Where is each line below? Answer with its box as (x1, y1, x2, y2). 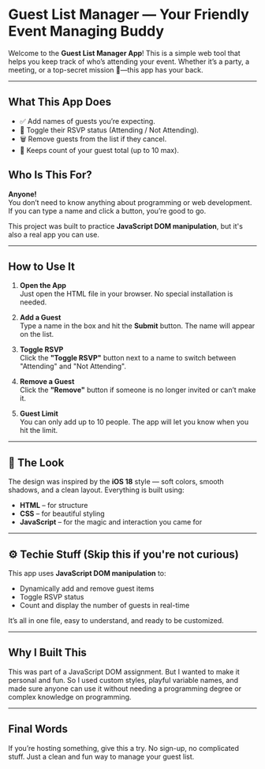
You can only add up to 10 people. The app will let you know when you (19, 417, 249, 427)
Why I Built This (8, 646, 87, 659)
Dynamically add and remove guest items (19, 584, 155, 593)
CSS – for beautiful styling (19, 509, 105, 518)
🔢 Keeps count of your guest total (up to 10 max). (19, 145, 180, 155)
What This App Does (8, 95, 112, 109)
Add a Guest (19, 313, 62, 323)
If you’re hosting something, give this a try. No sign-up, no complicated (8, 743, 239, 752)
